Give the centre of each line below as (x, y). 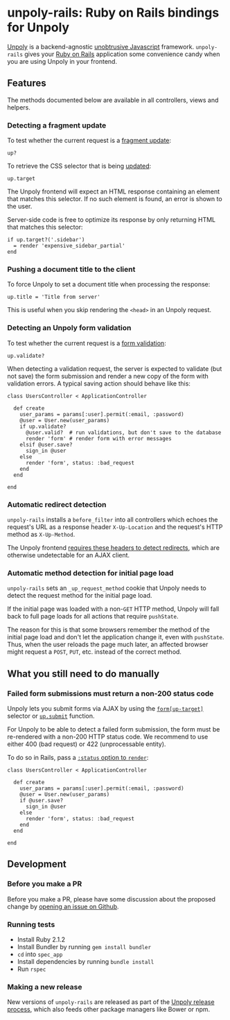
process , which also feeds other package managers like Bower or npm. (109, 1010)
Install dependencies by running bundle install (86, 961)
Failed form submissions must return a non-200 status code (110, 693)
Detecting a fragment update (57, 125)
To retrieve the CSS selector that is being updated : (79, 166)
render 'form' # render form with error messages (98, 438)
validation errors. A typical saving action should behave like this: (99, 383)
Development (37, 864)
